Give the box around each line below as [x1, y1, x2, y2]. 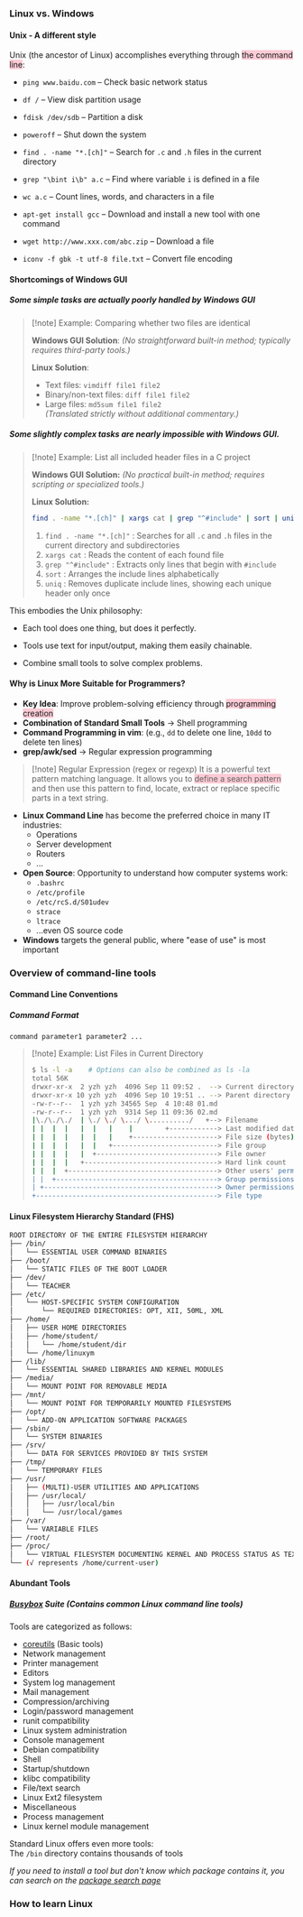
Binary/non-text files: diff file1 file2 [44, 389, 191, 400]
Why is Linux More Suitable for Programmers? [9, 678, 186, 689]
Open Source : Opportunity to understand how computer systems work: [22, 867, 289, 878]
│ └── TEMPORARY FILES [9, 1466, 103, 1475]
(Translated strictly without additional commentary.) [44, 408, 239, 419]
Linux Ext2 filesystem [22, 1792, 103, 1802]
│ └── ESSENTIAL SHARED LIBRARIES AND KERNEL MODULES [9, 1366, 224, 1375]
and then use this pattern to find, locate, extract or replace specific [31, 783, 280, 793]
